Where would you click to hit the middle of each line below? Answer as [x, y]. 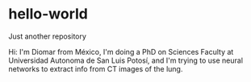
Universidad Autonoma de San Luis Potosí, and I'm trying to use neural [126, 60]
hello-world [48, 14]
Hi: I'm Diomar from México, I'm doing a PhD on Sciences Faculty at [121, 51]
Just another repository [48, 36]
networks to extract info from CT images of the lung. [96, 68]
